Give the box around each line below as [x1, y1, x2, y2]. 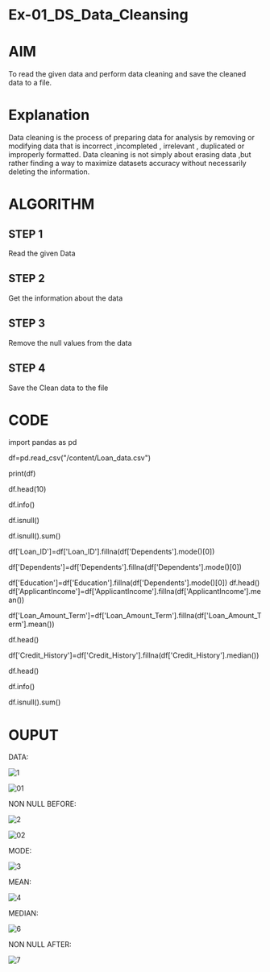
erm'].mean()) [8, 619, 55, 629]
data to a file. [8, 78, 52, 88]
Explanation [8, 106, 90, 124]
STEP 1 [8, 227, 44, 241]
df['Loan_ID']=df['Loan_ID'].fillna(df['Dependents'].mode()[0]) [8, 546, 215, 557]
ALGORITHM [8, 195, 95, 214]
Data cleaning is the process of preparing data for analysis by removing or [8, 133, 255, 143]
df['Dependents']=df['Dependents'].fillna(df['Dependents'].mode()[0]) [8, 563, 242, 572]
